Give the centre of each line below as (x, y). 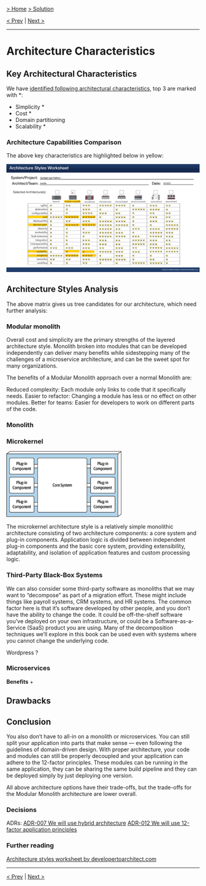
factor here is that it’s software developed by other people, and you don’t (98, 608)
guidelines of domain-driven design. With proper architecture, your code (98, 749)
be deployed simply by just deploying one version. (70, 776)
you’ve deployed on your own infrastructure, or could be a (80, 621)
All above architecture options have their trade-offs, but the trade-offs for (99, 787)
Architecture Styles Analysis (62, 290)
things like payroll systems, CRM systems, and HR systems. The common (99, 601)
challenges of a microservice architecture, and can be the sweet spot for (98, 359)
